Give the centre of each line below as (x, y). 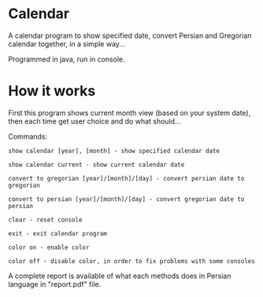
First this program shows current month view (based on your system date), (130, 113)
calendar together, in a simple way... (67, 43)
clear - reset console (45, 220)
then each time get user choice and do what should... (94, 121)
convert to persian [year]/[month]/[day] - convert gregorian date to (126, 199)
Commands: (28, 136)
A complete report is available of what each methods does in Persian (120, 276)
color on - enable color (49, 247)
